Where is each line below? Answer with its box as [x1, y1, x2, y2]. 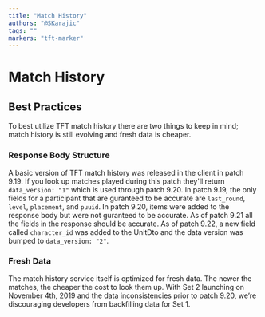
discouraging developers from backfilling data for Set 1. [8, 299, 191, 308]
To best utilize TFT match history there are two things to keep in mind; [8, 121, 239, 131]
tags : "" [8, 26, 38, 34]
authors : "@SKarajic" [8, 19, 81, 27]
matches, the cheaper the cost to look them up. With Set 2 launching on [8, 282, 245, 291]
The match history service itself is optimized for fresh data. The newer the [8, 273, 252, 283]
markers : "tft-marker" [8, 34, 84, 42]
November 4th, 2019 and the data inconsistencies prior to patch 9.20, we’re [8, 291, 257, 300]
